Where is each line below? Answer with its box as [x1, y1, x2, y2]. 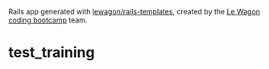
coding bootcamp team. [8, 15, 88, 25]
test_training [8, 43, 95, 62]
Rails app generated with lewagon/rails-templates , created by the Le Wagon [8, 7, 260, 16]
